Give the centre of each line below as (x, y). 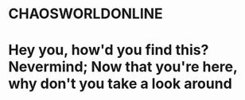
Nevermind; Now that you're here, (123, 67)
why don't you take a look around (120, 84)
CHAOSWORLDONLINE (86, 14)
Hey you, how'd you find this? (109, 50)
